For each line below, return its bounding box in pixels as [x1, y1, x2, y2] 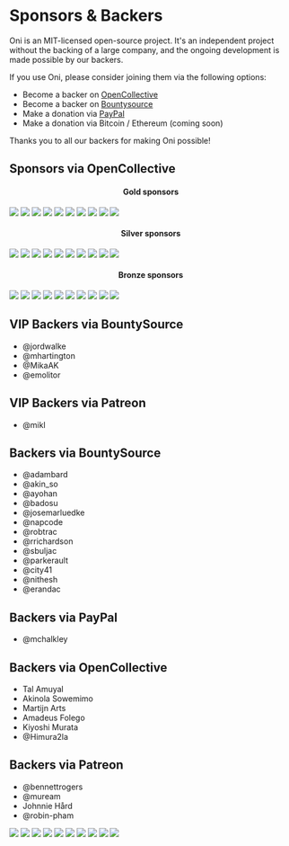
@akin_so [22, 478, 58, 490]
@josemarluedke [22, 507, 85, 518]
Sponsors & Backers [9, 5, 163, 26]
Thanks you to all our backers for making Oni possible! [9, 135, 211, 146]
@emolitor [22, 370, 61, 380]
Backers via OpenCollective [9, 660, 168, 675]
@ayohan [22, 488, 58, 499]
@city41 [22, 565, 52, 575]
